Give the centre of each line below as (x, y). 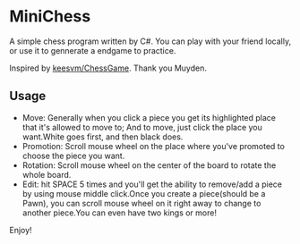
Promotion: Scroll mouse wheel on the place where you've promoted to (153, 146)
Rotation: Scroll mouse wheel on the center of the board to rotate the (149, 165)
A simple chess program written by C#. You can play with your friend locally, (150, 41)
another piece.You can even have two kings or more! (120, 213)
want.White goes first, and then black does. (103, 137)
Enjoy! (21, 230)
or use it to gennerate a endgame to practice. (93, 50)
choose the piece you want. (73, 156)
